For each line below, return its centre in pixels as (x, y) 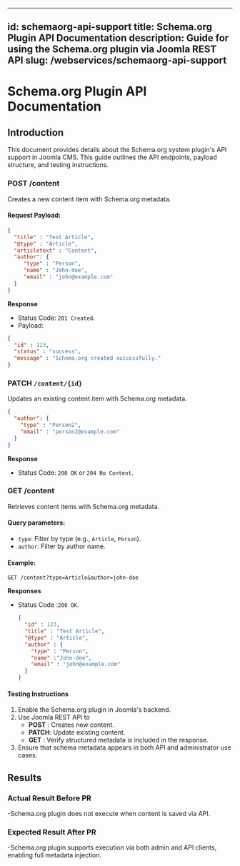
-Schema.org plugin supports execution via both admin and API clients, (112, 847)
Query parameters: (36, 523)
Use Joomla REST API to (54, 718)
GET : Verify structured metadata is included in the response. (118, 740)
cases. (27, 755)
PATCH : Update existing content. (77, 732)
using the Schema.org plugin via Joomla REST (112, 50)
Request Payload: (34, 216)
